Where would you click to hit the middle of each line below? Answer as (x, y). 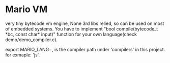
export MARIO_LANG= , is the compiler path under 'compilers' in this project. (85, 49)
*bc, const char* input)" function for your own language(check (71, 34)
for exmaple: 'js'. (23, 55)
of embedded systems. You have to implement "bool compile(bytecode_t (82, 28)
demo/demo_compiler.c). (31, 40)
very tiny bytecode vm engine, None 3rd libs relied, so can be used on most (85, 23)
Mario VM (26, 9)
